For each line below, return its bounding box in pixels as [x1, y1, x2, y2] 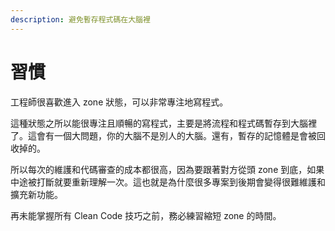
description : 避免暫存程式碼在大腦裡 [10, 14, 151, 25]
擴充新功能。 [10, 188, 63, 200]
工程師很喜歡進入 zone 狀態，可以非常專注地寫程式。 [10, 96, 229, 108]
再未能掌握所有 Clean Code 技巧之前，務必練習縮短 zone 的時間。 [10, 209, 282, 221]
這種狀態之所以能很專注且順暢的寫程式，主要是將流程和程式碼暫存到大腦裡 [10, 117, 317, 129]
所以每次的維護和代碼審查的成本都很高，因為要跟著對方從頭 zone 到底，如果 [10, 163, 325, 175]
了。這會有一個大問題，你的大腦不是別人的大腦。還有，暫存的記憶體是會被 [10, 129, 317, 141]
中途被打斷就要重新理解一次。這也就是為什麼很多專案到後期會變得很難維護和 [10, 176, 326, 188]
